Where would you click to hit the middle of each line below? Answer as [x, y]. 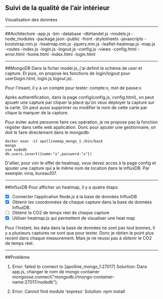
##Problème [17, 257]
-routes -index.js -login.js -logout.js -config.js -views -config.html [71, 49]
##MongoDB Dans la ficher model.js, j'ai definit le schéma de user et [73, 68]
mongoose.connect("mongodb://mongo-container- [63, 277]
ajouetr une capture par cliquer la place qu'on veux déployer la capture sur [80, 102]
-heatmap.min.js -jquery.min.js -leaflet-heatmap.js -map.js [97, 44]
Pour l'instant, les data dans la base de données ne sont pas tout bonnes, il [80, 228]
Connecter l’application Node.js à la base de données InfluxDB [74, 196]
